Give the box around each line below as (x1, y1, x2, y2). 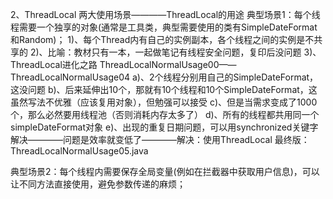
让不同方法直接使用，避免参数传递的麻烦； (10, 178, 186, 190)
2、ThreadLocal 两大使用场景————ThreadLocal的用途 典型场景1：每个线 (10, 9, 321, 20)
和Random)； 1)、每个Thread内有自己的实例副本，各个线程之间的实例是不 (10, 34, 315, 45)
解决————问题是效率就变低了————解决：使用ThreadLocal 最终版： (10, 134, 310, 145)
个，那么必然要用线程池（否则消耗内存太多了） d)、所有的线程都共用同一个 (10, 109, 320, 120)
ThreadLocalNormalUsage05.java (10, 145, 149, 157)
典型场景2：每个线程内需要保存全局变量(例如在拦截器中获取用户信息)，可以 (10, 166, 320, 177)
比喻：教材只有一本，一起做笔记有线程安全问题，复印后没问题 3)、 (47, 46, 322, 58)
